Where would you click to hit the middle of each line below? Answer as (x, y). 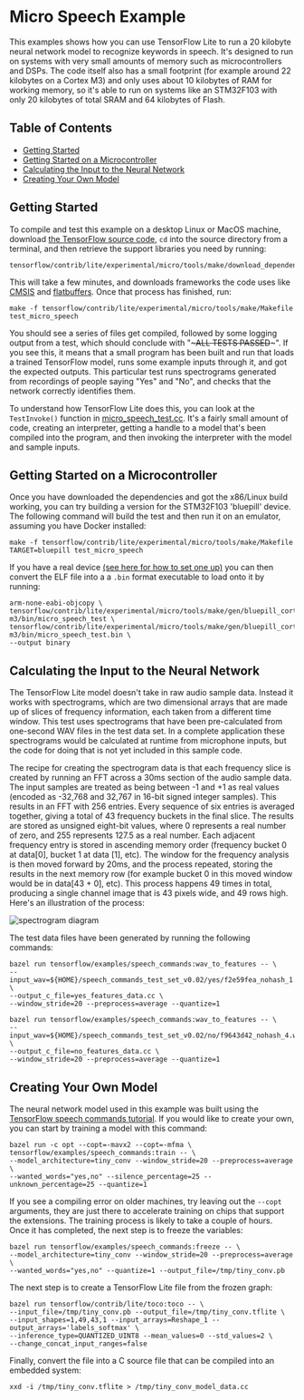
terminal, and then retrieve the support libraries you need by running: (138, 248)
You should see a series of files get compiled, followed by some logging (143, 333)
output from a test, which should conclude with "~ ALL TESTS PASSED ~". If (149, 343)
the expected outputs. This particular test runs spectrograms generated (143, 371)
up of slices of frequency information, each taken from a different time (140, 712)
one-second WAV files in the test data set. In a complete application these (147, 731)
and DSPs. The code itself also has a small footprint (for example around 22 (150, 71)
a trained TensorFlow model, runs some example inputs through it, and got (148, 362)
